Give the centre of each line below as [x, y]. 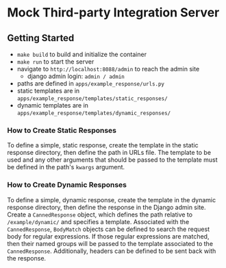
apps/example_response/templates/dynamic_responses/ [94, 113]
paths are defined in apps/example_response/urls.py [91, 83]
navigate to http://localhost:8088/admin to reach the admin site [108, 69]
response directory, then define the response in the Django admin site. [107, 207]
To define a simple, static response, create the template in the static [103, 145]
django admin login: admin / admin [76, 76]
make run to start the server [55, 62]
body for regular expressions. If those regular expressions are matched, [108, 236]
